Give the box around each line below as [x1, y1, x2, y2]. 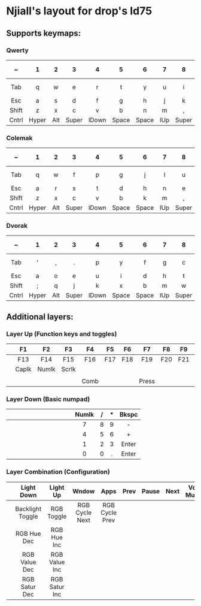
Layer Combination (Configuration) [6, 468, 111, 476]
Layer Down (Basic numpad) [6, 395, 90, 403]
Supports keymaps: [6, 28, 81, 38]
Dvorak [6, 222, 28, 230]
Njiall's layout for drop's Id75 [6, 4, 153, 18]
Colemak [6, 134, 33, 142]
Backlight [15, 505, 42, 513]
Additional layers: [6, 312, 74, 322]
